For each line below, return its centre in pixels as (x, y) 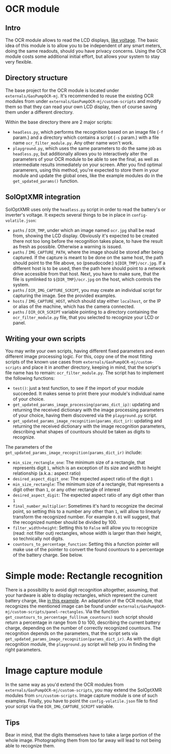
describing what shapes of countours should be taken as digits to (81, 432)
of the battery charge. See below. (48, 555)
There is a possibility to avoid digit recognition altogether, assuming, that (82, 590)
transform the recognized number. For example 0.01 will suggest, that (86, 517)
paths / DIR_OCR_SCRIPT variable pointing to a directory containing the (85, 312)
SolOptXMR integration (43, 197)
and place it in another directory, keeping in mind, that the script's (92, 367)
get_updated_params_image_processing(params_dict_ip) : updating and (86, 405)
